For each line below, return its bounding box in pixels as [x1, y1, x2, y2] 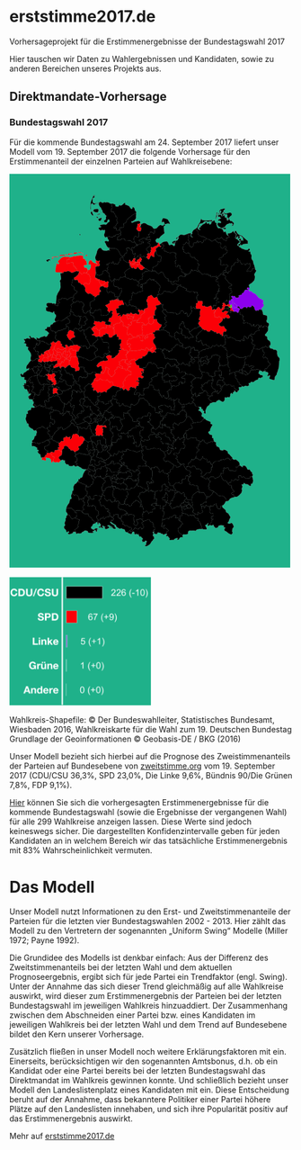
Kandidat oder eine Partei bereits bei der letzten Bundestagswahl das [9, 1065, 266, 1076]
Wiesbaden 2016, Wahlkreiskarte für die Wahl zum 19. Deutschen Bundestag [9, 724, 292, 735]
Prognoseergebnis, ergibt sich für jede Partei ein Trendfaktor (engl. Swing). [9, 972, 288, 983]
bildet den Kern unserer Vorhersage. [9, 1029, 145, 1040]
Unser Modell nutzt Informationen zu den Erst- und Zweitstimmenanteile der [9, 906, 291, 917]
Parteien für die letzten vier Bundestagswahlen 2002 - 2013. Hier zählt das [9, 916, 286, 927]
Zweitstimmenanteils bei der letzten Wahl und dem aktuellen [9, 962, 233, 973]
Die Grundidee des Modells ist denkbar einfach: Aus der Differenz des [9, 952, 269, 964]
